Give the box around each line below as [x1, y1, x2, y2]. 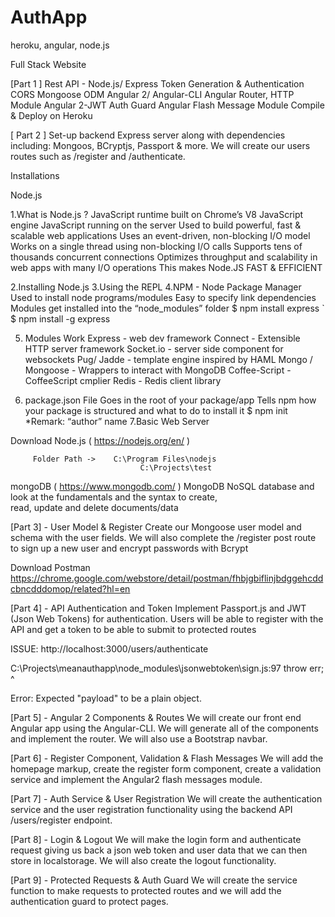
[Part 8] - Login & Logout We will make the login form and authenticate [10, 833, 302, 845]
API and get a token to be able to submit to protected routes [10, 623, 257, 635]
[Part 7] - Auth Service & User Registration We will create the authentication [10, 792, 323, 805]
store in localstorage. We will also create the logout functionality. [10, 854, 277, 866]
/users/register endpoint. [10, 814, 113, 826]
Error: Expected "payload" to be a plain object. [10, 692, 202, 704]
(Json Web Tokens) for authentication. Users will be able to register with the [10, 612, 324, 625]
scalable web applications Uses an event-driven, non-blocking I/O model [10, 229, 311, 241]
